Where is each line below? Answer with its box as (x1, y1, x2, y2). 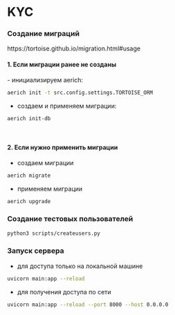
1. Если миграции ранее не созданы (7, 60, 116, 69)
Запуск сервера (7, 246, 64, 256)
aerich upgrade (7, 198, 51, 204)
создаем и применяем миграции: (17, 102, 117, 110)
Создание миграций (7, 29, 80, 39)
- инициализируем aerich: (7, 75, 84, 84)
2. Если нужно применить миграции (7, 143, 118, 152)
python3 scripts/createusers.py (7, 229, 100, 237)
